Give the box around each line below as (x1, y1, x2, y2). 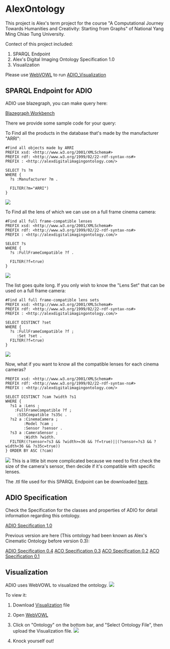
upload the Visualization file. (12, 628, 72, 634)
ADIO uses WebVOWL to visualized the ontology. (5, 582, 108, 589)
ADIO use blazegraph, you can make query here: (5, 100, 108, 106)
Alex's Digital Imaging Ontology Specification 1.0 (12, 56, 115, 62)
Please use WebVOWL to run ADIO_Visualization (5, 71, 106, 77)
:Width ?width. (23, 434, 56, 440)
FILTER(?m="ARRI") (10, 186, 50, 191)
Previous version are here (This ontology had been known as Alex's (5, 532, 147, 538)
